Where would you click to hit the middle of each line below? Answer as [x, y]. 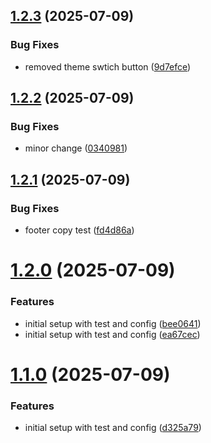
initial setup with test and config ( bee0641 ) [113, 323]
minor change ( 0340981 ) [76, 148]
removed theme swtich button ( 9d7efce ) [108, 66]
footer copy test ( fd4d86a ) [79, 230]
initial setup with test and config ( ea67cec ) [112, 334]
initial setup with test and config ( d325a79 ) [113, 428]
